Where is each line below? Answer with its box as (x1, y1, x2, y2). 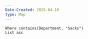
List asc (5, 30, 23, 35)
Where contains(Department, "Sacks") (5, 25, 84, 30)
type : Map (5, 12, 26, 17)
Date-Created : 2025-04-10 (5, 7, 59, 12)
